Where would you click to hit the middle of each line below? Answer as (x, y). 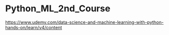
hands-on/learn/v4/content (34, 27)
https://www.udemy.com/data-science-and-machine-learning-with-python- (85, 22)
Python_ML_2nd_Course (58, 9)
